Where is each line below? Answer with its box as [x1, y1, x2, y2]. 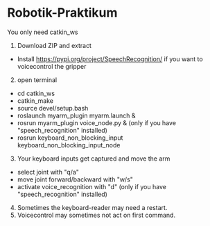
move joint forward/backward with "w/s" [17, 175, 134, 184]
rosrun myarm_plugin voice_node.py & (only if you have [17, 118, 177, 127]
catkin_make [17, 96, 54, 105]
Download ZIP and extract [17, 41, 92, 49]
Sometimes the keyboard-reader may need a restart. [17, 203, 168, 211]
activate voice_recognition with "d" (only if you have [17, 182, 166, 191]
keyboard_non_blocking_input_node [17, 140, 121, 149]
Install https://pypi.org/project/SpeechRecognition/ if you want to [17, 54, 203, 63]
